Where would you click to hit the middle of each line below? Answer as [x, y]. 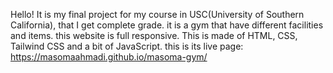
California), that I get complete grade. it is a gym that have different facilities [167, 25]
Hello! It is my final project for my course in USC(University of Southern [157, 14]
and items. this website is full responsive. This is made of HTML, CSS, [154, 35]
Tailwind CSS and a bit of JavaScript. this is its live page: [127, 46]
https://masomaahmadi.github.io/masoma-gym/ [109, 57]
